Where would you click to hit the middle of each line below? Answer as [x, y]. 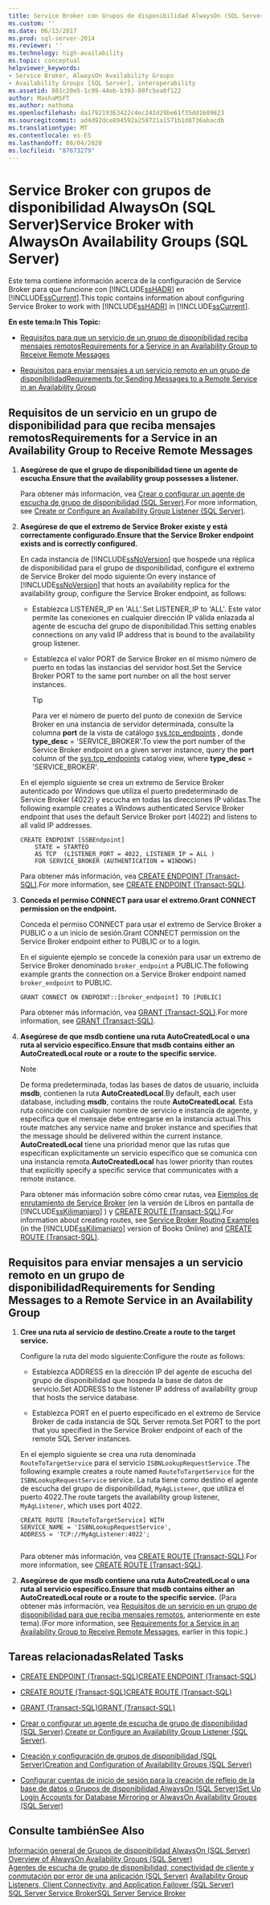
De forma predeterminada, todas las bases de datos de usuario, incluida [139, 1085]
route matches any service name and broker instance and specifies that [139, 1128]
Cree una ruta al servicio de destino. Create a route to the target [127, 1331]
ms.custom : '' [32, 23]
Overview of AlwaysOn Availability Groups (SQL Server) [100, 1858]
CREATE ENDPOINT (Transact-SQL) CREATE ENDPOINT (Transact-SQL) [138, 1676]
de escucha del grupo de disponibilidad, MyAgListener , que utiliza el [132, 1488]
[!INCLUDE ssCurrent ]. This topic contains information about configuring [127, 298]
